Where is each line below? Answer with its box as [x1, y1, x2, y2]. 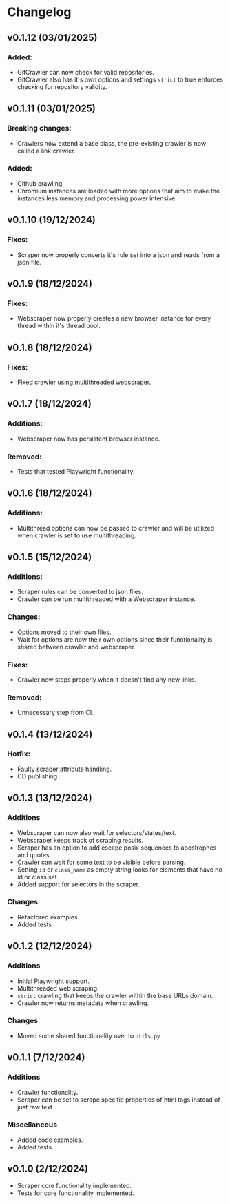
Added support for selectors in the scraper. [17, 880, 140, 888]
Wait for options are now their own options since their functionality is [17, 635, 213, 643]
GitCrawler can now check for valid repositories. [17, 68, 155, 76]
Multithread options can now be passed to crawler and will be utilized [17, 524, 215, 532]
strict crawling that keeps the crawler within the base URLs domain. [17, 991, 213, 1000]
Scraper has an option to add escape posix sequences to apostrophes [17, 843, 217, 852]
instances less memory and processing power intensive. [17, 194, 177, 202]
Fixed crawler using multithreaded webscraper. [17, 378, 151, 386]
